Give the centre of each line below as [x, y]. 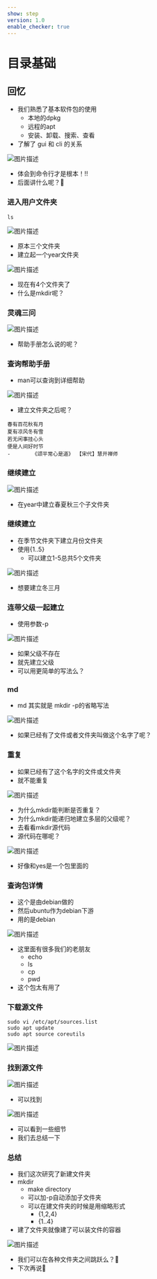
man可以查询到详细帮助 [51, 380]
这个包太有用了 [39, 987]
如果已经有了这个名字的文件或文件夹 [69, 771]
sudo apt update [31, 1028]
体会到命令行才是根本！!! [52, 174]
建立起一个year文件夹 [48, 255]
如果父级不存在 [39, 653]
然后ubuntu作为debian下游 [55, 911]
